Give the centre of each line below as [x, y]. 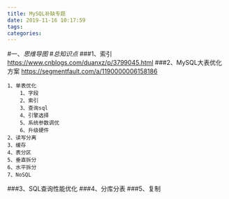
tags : [15, 27]
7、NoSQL [19, 175]
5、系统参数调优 [40, 123]
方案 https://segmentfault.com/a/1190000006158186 [82, 71]
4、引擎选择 [35, 116]
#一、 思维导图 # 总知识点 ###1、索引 [60, 54]
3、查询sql [34, 108]
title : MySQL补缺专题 [37, 14]
